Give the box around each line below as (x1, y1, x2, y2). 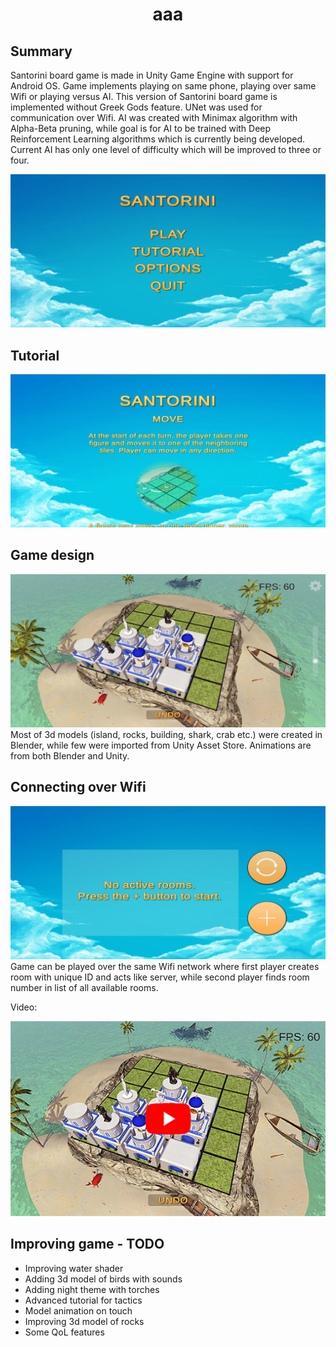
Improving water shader (24, 1262, 124, 1274)
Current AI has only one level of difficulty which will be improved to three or (10, 144, 322, 155)
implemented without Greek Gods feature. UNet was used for (10, 101, 263, 113)
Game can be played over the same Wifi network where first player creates (10, 960, 320, 972)
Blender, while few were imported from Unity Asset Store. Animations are (10, 739, 312, 751)
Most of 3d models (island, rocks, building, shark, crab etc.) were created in (10, 728, 323, 740)
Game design (10, 547, 95, 564)
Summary (10, 43, 73, 60)
